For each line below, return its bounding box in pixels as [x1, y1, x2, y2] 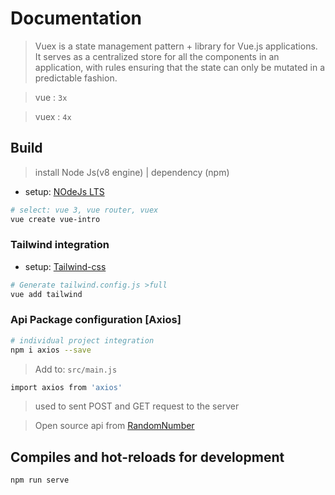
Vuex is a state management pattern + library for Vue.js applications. [34, 40, 318, 52]
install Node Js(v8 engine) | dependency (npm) [34, 166, 230, 178]
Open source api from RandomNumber [34, 420, 195, 432]
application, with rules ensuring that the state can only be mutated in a [34, 61, 326, 73]
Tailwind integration [10, 238, 110, 252]
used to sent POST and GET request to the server [34, 400, 240, 412]
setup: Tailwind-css [24, 260, 107, 272]
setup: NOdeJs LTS [24, 185, 105, 197]
